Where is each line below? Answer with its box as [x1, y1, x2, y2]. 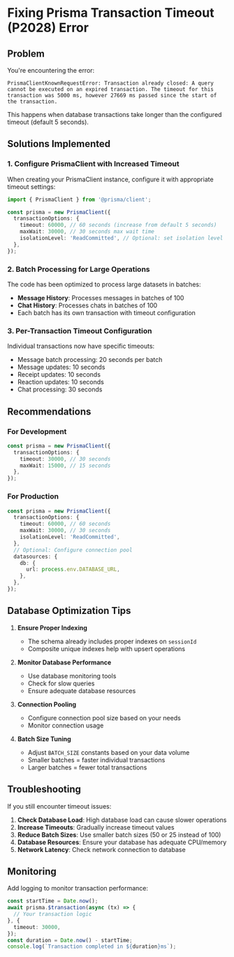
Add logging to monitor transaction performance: [7, 884, 149, 893]
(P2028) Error [7, 20, 89, 36]
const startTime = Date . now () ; [7, 897, 98, 904]
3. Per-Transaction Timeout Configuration [7, 326, 152, 335]
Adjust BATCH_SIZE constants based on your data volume [27, 748, 190, 757]
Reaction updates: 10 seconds [17, 378, 105, 386]
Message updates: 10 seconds [17, 363, 105, 372]
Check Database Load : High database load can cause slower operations [17, 816, 227, 824]
